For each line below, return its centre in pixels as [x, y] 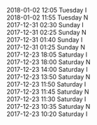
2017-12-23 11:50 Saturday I [46, 84]
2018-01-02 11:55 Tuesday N [47, 17]
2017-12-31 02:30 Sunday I [45, 25]
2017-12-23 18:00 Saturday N [49, 62]
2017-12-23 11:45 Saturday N [48, 91]
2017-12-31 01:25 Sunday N [46, 47]
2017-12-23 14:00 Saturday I [47, 69]
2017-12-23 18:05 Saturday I [47, 54]
